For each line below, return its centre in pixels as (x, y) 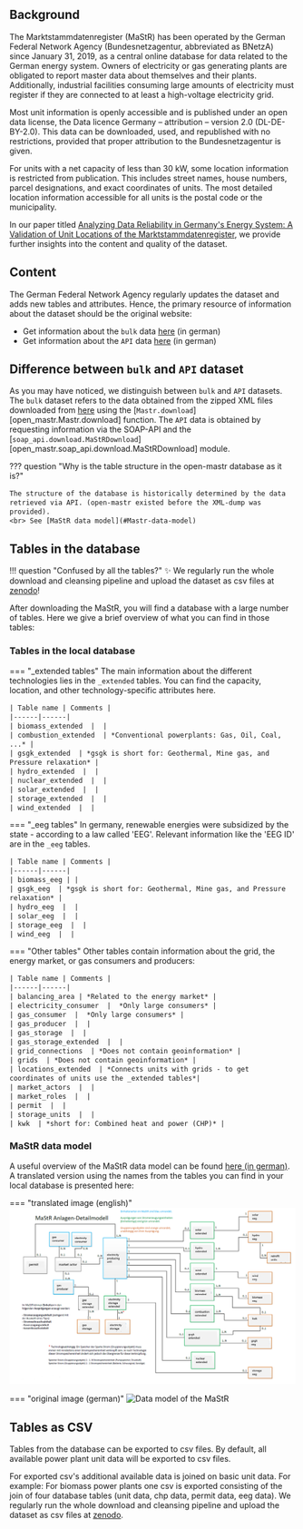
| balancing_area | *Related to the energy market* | (113, 996)
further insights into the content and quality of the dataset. (119, 243)
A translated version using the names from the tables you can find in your (147, 1175)
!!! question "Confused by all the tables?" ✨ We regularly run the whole (142, 571)
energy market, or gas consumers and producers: (102, 960)
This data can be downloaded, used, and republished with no (156, 132)
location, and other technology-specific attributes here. (112, 690)
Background (44, 15)
